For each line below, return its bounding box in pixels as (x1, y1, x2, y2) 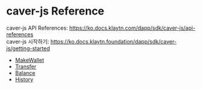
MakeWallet (15, 56, 44, 64)
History (15, 76, 34, 83)
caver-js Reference (6, 4, 105, 18)
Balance (15, 69, 36, 76)
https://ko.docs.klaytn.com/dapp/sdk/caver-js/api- (69, 24, 195, 31)
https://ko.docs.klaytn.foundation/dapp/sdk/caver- (50, 38, 177, 45)
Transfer (15, 62, 37, 70)
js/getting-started (6, 44, 50, 52)
